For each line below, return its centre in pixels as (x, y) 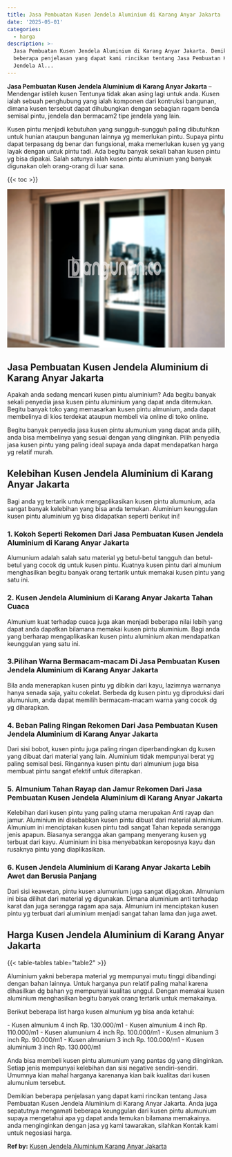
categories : (24, 29)
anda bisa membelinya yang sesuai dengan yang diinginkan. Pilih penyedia (113, 438)
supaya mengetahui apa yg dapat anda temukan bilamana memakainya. (109, 1118)
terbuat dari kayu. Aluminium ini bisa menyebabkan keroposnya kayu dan (111, 842)
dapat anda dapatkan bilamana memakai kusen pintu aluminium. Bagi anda (113, 629)
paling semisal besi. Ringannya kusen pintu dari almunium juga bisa (103, 764)
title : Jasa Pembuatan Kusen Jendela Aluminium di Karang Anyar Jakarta (114, 15)
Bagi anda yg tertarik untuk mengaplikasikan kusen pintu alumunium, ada (111, 501)
